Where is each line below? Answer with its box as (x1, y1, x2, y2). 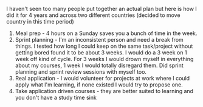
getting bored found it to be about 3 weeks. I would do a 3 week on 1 (15, 49, 187, 56)
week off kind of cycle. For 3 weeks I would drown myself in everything (15, 56, 194, 62)
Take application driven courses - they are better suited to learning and (15, 88, 193, 94)
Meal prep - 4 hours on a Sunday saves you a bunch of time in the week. (15, 30, 198, 37)
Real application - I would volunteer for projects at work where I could (15, 75, 190, 82)
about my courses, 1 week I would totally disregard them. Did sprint (15, 62, 184, 69)
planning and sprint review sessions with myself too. (15, 68, 147, 75)
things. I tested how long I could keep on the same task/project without (15, 42, 193, 50)
